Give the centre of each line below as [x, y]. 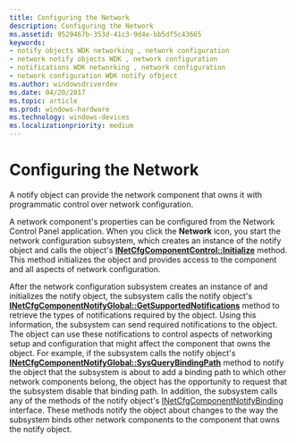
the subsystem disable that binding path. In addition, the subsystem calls [144, 391]
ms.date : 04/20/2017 [48, 92]
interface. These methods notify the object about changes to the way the [144, 410]
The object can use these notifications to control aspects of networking [141, 334]
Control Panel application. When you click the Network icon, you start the [145, 231]
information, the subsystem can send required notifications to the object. [144, 324]
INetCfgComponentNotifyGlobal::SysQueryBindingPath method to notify [147, 362]
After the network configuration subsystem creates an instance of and [139, 286]
